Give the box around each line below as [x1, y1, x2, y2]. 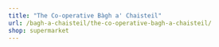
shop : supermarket [8, 26, 69, 34]
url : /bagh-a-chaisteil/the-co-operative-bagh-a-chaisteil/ [8, 19, 213, 27]
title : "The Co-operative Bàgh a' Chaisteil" [8, 11, 162, 20]
